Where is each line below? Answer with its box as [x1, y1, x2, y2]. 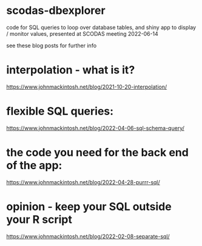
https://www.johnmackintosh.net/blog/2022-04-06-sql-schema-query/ [6, 124, 185, 131]
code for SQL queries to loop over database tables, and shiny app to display [6, 24, 196, 31]
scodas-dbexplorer [6, 4, 106, 18]
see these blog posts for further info [6, 42, 97, 49]
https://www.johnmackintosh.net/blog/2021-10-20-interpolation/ [6, 83, 167, 90]
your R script [6, 213, 73, 226]
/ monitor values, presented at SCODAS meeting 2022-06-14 [6, 30, 159, 37]
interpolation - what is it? [6, 63, 135, 77]
